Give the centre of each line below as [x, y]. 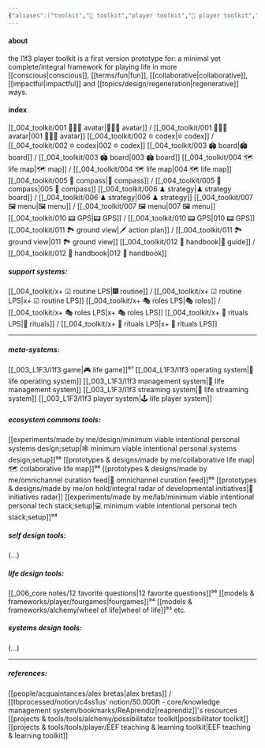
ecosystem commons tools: [54, 419]
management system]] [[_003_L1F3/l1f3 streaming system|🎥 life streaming [129, 389]
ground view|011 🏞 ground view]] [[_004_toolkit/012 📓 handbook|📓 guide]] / [132, 242]
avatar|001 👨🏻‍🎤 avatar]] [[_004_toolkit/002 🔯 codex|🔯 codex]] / [111, 136]
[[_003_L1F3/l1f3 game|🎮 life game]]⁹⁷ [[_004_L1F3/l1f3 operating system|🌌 [131, 369]
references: [28, 674]
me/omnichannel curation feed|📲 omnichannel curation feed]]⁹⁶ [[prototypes [133, 480]
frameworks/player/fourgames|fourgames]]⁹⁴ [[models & [101, 601]
